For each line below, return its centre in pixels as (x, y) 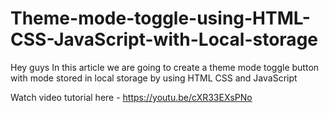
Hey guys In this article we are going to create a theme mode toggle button (165, 67)
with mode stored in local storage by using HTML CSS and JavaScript (154, 78)
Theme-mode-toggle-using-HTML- (160, 18)
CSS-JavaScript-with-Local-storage (164, 39)
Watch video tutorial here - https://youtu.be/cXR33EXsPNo (131, 97)
